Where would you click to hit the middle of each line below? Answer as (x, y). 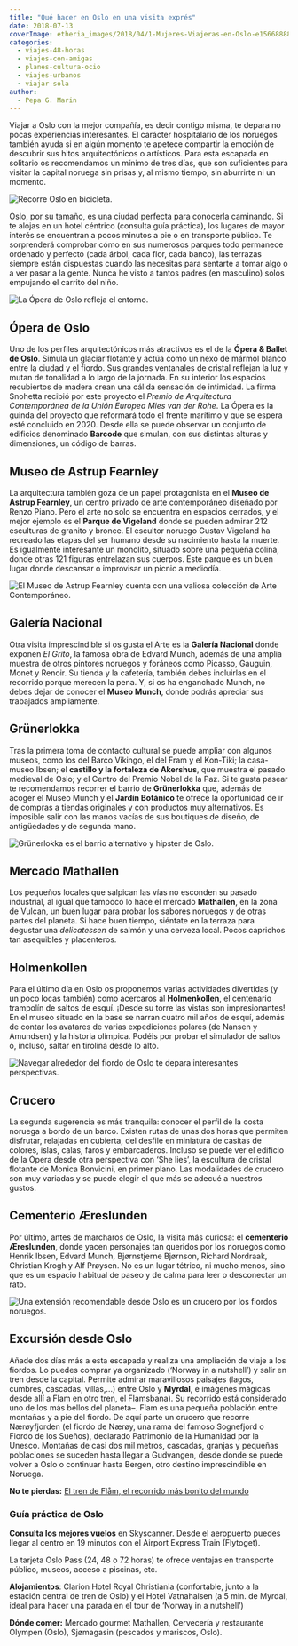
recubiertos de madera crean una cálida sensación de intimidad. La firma (143, 387)
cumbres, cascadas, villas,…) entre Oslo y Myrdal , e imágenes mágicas (140, 1388)
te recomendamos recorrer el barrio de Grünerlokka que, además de (135, 788)
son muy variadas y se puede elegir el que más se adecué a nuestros (136, 1179)
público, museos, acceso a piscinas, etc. (83, 1569)
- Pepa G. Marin (47, 100)
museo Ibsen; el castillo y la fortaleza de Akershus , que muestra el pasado (147, 769)
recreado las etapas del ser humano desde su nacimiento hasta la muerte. (145, 540)
